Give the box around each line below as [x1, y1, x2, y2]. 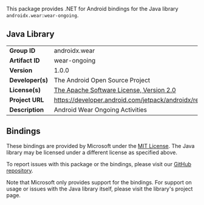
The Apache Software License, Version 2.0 [53, 86, 176, 94]
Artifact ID [9, 56, 40, 64]
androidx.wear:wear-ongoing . [6, 12, 79, 19]
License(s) [9, 86, 41, 94]
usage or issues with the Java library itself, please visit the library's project [6, 185, 193, 192]
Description [9, 106, 44, 114]
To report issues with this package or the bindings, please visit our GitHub [6, 160, 192, 167]
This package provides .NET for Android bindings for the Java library [6, 5, 178, 12]
